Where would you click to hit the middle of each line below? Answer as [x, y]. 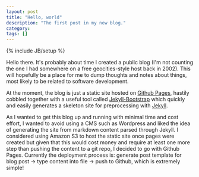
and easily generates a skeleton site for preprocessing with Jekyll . [87, 105]
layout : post [22, 12]
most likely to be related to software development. [67, 82]
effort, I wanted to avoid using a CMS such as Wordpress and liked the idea [98, 123]
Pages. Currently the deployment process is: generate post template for [94, 155]
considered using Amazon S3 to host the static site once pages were [90, 136]
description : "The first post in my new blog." [66, 23]
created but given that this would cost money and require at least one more [98, 142]
